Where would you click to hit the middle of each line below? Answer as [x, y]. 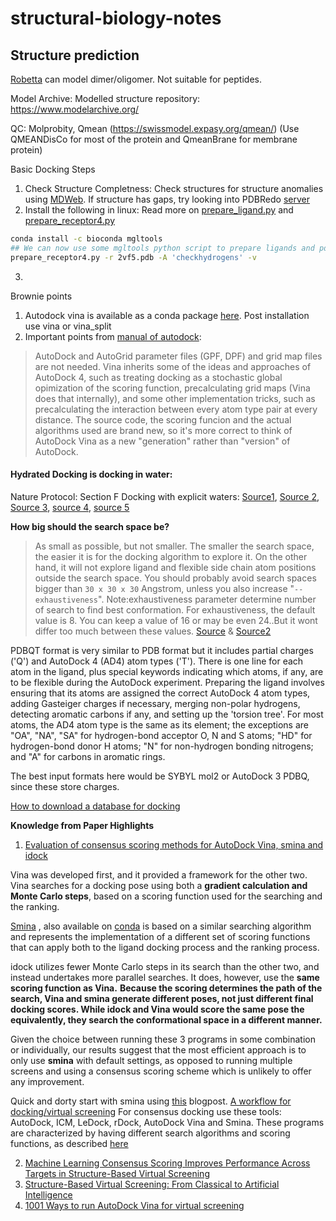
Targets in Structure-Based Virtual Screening [117, 1173]
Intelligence [48, 1194]
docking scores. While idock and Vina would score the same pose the [157, 1009]
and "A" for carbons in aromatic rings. [88, 756]
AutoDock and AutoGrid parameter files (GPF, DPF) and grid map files [178, 356]
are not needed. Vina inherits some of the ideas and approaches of [173, 366]
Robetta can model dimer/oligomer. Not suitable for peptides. [136, 79]
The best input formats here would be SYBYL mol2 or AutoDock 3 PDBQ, [160, 776]
